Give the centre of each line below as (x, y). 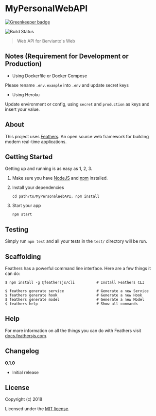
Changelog (22, 351)
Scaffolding (23, 257)
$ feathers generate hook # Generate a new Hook (74, 295)
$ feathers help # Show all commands (71, 304)
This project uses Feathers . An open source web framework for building (77, 136)
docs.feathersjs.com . (26, 335)
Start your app (26, 206)
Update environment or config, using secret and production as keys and (77, 104)
